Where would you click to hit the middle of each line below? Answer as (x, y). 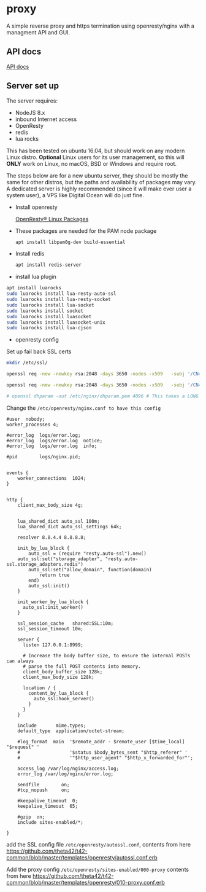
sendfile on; (44, 784)
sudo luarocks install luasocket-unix (56, 322)
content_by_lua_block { (59, 693)
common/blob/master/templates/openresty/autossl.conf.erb (82, 857)
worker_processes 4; (33, 424)
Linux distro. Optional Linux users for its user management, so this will (96, 157)
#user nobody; (26, 419)
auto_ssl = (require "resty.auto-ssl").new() (88, 554)
